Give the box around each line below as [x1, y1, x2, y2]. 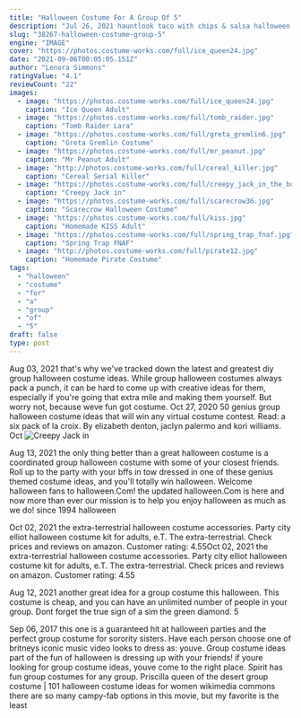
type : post [9, 338, 50, 347]
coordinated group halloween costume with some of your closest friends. [9, 457, 280, 468]
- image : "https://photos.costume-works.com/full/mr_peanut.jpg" [17, 146, 267, 155]
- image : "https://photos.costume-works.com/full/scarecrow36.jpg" [17, 197, 275, 206]
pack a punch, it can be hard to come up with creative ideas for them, [9, 382, 266, 393]
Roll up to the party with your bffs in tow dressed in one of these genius [9, 466, 273, 477]
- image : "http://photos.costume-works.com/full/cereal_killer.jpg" [17, 163, 279, 172]
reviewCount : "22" [9, 80, 78, 89]
